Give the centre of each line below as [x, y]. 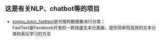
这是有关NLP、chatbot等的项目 [52, 9]
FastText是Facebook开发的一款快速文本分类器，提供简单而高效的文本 [82, 27]
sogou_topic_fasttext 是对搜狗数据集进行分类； [59, 21]
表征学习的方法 [36, 34]
